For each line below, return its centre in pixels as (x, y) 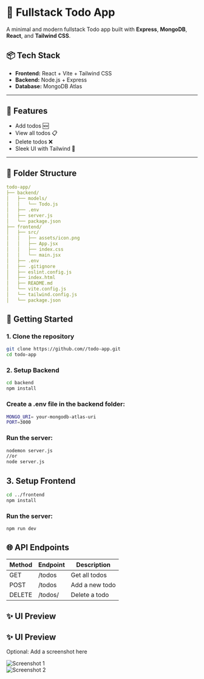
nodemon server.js (29, 450)
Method (21, 565)
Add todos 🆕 (32, 126)
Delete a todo (90, 595)
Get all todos (89, 575)
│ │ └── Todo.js (32, 204)
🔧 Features (27, 111)
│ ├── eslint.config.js (39, 272)
